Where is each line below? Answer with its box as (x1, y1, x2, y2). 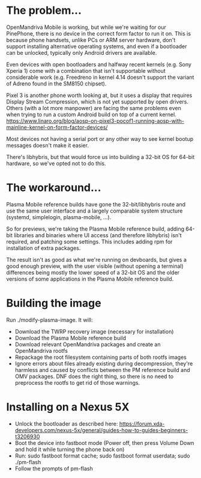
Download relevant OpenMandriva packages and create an (14, 341, 161, 348)
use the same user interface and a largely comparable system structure (6, 207, 183, 214)
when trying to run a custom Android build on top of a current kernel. (6, 111, 177, 118)
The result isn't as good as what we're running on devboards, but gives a (6, 256, 187, 263)
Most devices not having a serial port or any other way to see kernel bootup (6, 135, 194, 142)
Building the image (6, 296, 101, 310)
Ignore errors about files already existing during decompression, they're (14, 359, 193, 367)
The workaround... (6, 181, 101, 194)
